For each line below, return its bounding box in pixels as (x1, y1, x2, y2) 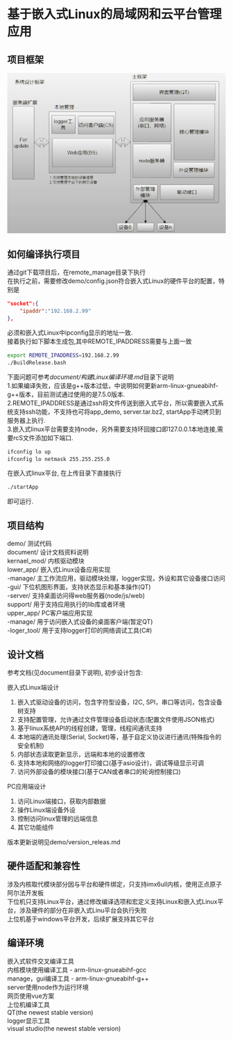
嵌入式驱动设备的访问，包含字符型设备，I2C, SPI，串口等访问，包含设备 (17, 698, 223, 706)
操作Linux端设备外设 (17, 805, 76, 814)
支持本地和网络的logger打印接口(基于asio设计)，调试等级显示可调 (17, 759, 205, 767)
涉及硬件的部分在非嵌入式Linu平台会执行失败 (19, 905, 147, 915)
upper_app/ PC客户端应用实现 (7, 609, 93, 618)
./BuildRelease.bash (7, 359, 67, 366)
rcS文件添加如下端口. (12, 433, 74, 442)
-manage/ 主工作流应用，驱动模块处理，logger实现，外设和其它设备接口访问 (7, 574, 225, 583)
